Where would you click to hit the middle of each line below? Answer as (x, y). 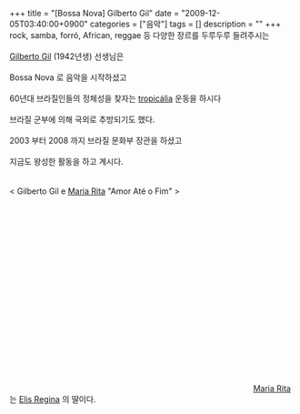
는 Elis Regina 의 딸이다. (53, 399)
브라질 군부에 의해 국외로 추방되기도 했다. (82, 119)
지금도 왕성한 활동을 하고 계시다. (67, 162)
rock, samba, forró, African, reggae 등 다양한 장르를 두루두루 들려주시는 (140, 35)
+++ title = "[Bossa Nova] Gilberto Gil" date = (95, 13)
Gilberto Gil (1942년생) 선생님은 (67, 56)
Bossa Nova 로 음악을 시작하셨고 (68, 77)
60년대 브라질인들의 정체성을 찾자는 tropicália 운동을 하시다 (115, 98)
